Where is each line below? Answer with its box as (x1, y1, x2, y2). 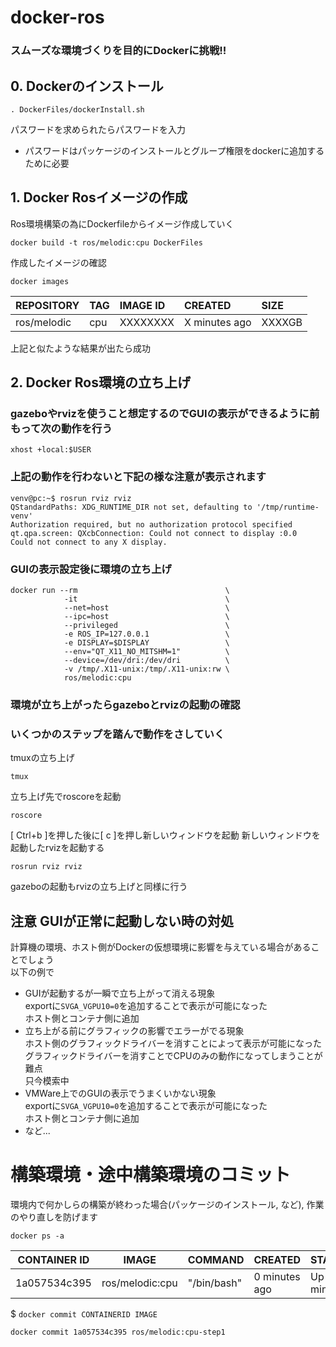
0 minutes (253, 1269, 301, 1283)
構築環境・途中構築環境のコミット (10, 1164, 292, 1186)
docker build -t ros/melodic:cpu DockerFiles (10, 237, 203, 248)
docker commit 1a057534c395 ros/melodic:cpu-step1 (10, 1327, 226, 1337)
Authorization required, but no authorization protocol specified (10, 519, 293, 530)
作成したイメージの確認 (10, 256, 107, 268)
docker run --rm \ (10, 586, 230, 596)
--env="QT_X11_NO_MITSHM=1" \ (63, 647, 230, 657)
